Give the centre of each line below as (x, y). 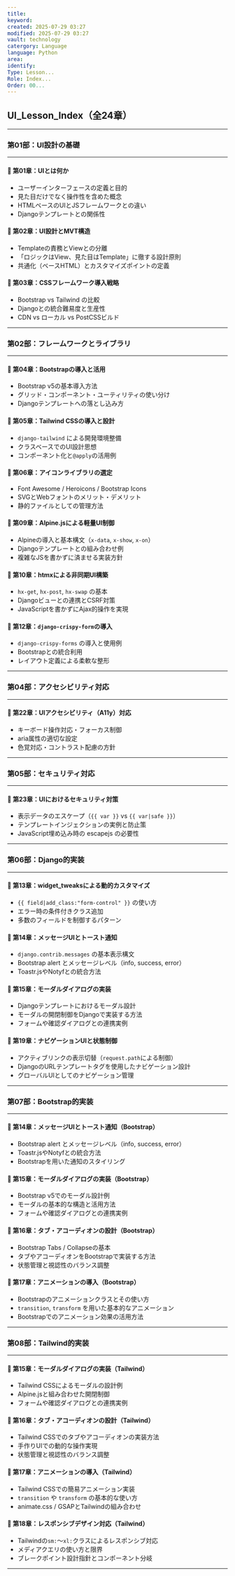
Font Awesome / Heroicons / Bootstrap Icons (82, 488)
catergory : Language (37, 46)
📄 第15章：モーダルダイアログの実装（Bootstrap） (80, 1179)
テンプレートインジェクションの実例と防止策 (82, 825)
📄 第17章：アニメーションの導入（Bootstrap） (74, 1282)
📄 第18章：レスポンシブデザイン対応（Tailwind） (78, 1524)
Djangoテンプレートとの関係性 (61, 213)
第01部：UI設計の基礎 (44, 145)
